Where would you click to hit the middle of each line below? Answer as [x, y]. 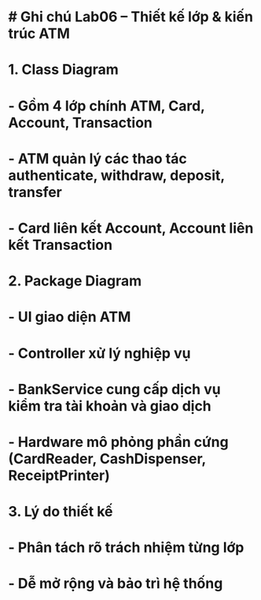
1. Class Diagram [64, 70]
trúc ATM [39, 34]
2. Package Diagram [75, 281]
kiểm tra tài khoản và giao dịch [110, 406]
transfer [35, 192]
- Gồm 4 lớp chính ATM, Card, [107, 106]
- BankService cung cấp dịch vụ [115, 389]
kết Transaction [60, 245]
